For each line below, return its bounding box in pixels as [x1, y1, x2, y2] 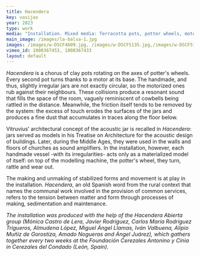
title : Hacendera [6, 8, 49, 15]
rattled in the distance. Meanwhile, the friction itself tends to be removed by [6, 101, 192, 108]
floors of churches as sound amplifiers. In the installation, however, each [6, 144, 185, 151]
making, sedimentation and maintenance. [6, 200, 107, 207]
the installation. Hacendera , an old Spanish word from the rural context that [6, 181, 192, 188]
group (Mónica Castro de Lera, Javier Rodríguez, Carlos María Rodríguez [6, 218, 192, 225]
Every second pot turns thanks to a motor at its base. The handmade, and [6, 76, 187, 83]
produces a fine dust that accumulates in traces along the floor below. [6, 114, 178, 121]
